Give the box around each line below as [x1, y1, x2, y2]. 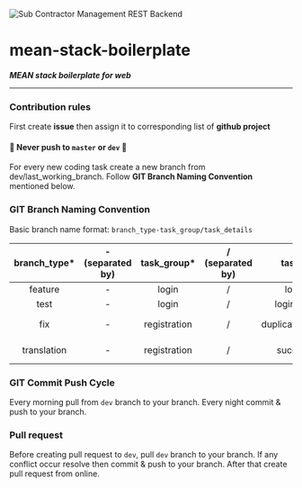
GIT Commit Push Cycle [9, 376, 115, 389]
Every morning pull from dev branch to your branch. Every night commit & [9, 397, 281, 408]
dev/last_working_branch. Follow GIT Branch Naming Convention [9, 171, 253, 182]
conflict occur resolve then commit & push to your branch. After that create [9, 459, 288, 470]
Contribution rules [9, 100, 92, 113]
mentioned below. [9, 181, 75, 192]
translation [22, 343, 67, 356]
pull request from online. [9, 468, 101, 479]
